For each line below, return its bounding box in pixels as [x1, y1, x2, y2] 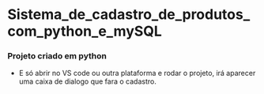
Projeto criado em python [7, 51, 107, 62]
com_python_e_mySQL [7, 22, 163, 40]
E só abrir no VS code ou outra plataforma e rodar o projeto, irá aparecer [18, 69, 256, 78]
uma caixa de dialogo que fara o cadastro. [18, 77, 157, 86]
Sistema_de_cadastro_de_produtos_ [7, 6, 251, 24]
